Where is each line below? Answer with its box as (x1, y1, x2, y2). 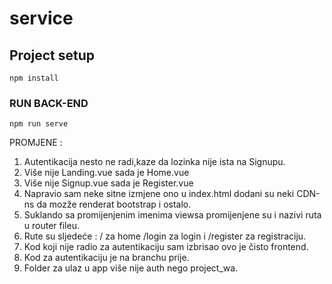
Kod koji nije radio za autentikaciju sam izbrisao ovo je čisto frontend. (23, 241, 309, 253)
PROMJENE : (9, 137, 63, 149)
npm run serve (9, 119, 69, 129)
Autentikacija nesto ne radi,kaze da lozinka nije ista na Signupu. (23, 156, 286, 168)
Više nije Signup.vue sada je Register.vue (23, 177, 194, 189)
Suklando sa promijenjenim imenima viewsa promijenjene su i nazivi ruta (23, 209, 322, 221)
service (9, 7, 74, 30)
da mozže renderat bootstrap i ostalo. (36, 198, 192, 211)
